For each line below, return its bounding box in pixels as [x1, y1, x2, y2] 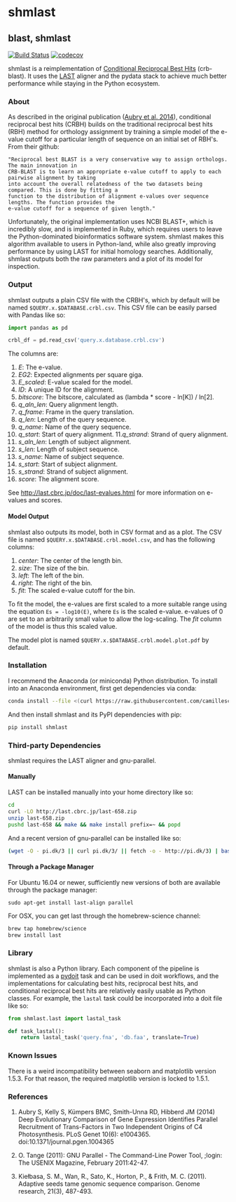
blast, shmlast [8, 32, 71, 44]
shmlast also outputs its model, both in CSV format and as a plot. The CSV [8, 528, 223, 536]
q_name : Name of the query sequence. [18, 422, 132, 432]
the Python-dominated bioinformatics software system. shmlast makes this [8, 232, 224, 241]
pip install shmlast [8, 723, 69, 730]
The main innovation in [8, 162, 78, 169]
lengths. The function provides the [8, 199, 115, 206]
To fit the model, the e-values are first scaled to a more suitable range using [8, 599, 227, 608]
